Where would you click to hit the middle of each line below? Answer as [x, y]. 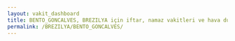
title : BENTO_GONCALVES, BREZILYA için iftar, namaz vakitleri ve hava [114, 20]
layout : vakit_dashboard [43, 14]
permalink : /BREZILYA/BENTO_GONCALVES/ [65, 26]
